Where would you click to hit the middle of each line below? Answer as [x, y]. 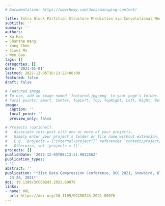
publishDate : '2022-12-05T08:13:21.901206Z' [51, 155]
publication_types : [25, 159]
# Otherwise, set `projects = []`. [44, 146]
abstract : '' [18, 168]
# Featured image [23, 91]
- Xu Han [14, 37]
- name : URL [17, 191]
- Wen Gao [15, 55]
